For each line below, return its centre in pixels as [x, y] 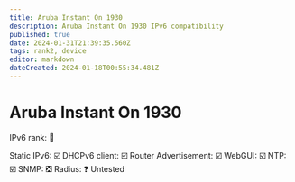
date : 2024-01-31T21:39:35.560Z [70, 43]
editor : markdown [42, 59]
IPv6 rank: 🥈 [32, 137]
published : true [40, 34]
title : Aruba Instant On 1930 [66, 18]
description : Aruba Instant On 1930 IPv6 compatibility [116, 26]
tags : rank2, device [48, 51]
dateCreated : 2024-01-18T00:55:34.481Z [84, 68]
